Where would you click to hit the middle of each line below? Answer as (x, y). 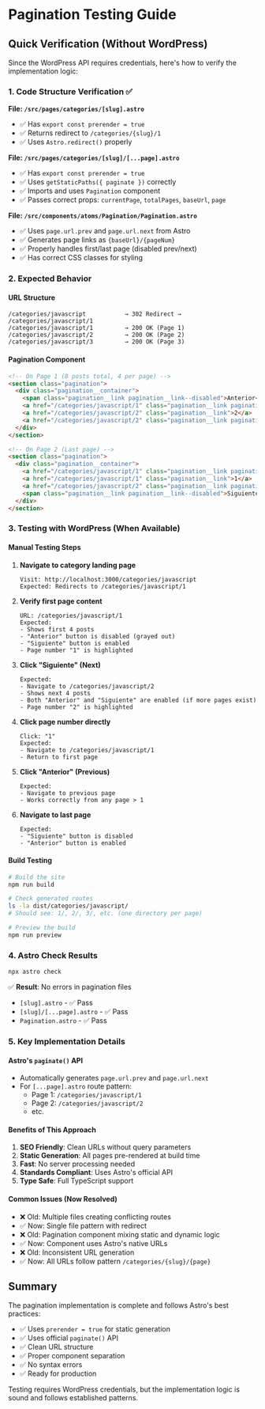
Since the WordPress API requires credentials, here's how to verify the (122, 62)
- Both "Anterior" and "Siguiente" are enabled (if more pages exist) (138, 700)
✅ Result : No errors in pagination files (70, 987)
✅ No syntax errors (51, 1365)
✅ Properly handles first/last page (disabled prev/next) (108, 249)
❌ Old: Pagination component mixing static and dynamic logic (120, 1234)
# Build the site (37, 877)
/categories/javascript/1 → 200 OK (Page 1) (97, 328)
